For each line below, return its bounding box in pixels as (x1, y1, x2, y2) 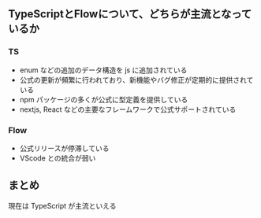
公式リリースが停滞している (19, 143, 110, 153)
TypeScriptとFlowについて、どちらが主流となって (8, 7, 252, 21)
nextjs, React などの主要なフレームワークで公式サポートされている (19, 105, 237, 114)
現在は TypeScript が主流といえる (8, 201, 117, 210)
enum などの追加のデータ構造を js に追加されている (19, 65, 188, 75)
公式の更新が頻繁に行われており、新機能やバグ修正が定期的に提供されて (19, 75, 254, 84)
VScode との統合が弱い (19, 153, 96, 163)
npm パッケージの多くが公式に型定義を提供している (19, 94, 188, 104)
